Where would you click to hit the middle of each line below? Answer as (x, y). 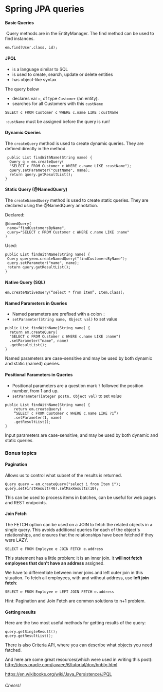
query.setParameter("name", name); (43, 263)
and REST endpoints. (26, 502)
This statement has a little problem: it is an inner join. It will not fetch (74, 558)
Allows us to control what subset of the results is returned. (64, 475)
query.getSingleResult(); (31, 632)
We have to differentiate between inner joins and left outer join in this (74, 572)
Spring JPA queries (45, 9)
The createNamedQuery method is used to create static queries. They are (77, 200)
